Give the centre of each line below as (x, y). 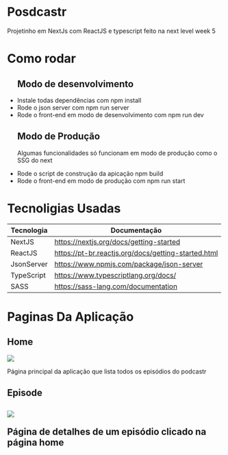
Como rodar (42, 59)
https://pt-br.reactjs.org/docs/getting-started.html (136, 253)
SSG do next (35, 160)
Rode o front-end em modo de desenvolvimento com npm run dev (110, 114)
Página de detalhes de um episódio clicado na (107, 432)
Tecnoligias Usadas (64, 208)
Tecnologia (29, 230)
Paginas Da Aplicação (71, 317)
